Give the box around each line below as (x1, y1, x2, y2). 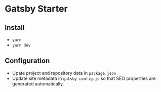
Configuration (5, 57, 50, 65)
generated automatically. (12, 80, 64, 86)
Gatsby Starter (5, 3, 68, 15)
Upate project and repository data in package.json (12, 70, 116, 76)
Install (5, 23, 25, 32)
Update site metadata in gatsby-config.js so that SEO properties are (12, 75, 156, 81)
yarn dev (12, 43, 31, 48)
